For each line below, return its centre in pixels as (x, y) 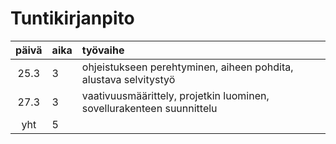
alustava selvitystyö (128, 79)
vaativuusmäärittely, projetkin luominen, (175, 95)
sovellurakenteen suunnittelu (149, 108)
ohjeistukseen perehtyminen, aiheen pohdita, (187, 67)
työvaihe (103, 50)
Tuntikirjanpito (72, 18)
